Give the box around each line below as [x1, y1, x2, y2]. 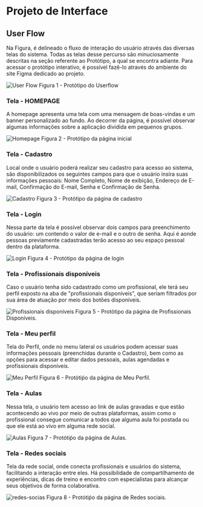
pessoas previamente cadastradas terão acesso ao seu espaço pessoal [6, 236, 185, 244]
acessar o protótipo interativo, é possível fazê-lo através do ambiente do [6, 63, 187, 71]
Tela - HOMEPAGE [6, 97, 60, 105]
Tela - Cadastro [6, 150, 53, 158]
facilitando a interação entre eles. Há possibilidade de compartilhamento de [6, 470, 195, 477]
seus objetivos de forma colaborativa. [6, 482, 100, 489]
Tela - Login [6, 210, 42, 218]
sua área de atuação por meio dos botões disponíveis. [6, 296, 141, 303]
